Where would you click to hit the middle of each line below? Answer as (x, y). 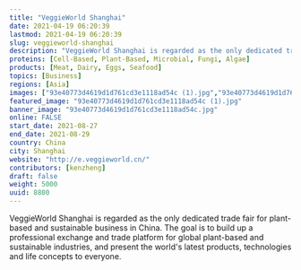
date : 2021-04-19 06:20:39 (60, 26)
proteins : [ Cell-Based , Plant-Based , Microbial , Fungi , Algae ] (130, 59)
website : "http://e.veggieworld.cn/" (80, 159)
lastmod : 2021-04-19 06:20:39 (66, 34)
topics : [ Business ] (46, 76)
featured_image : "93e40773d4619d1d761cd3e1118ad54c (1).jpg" (126, 101)
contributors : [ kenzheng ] (57, 168)
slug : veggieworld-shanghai (62, 43)
